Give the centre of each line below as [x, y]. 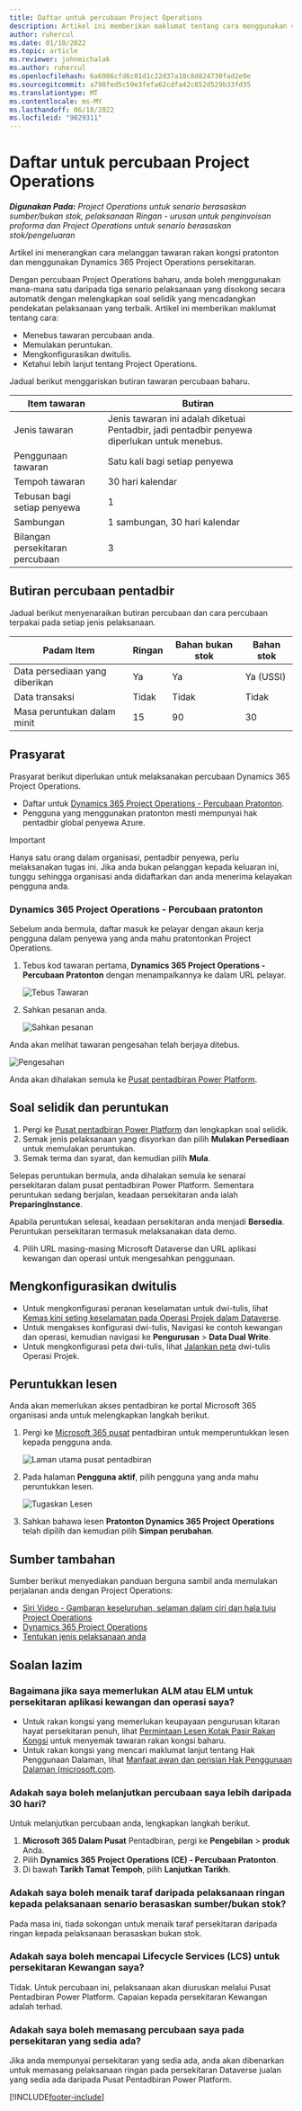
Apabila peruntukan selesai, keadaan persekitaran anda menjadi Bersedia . [147, 1221]
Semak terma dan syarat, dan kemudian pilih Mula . [116, 1158]
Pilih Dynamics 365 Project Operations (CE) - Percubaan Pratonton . [150, 1860]
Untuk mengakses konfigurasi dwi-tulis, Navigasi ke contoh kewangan [152, 1327]
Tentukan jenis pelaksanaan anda [84, 1637]
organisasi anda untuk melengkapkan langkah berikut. [109, 1415]
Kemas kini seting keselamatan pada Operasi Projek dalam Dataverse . [151, 1318]
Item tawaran [56, 404]
